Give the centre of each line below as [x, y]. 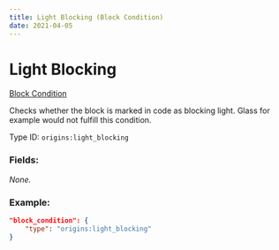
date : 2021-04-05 [41, 26]
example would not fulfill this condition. [80, 120]
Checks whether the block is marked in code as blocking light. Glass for [140, 110]
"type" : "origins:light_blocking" [88, 229]
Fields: [24, 160]
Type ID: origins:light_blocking [69, 137]
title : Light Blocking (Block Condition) [87, 17]
